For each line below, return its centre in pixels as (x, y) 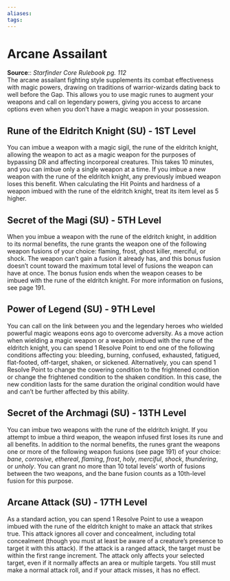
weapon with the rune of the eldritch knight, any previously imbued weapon (114, 176)
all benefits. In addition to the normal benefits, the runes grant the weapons (114, 444)
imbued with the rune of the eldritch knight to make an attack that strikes (110, 526)
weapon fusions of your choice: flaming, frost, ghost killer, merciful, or (106, 251)
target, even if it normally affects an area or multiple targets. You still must (112, 562)
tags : (15, 20)
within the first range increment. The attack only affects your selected (106, 555)
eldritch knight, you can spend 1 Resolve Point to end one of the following (111, 348)
